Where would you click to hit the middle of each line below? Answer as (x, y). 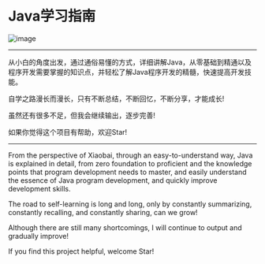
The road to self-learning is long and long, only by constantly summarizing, (130, 204)
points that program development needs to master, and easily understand (127, 172)
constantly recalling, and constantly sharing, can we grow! (103, 212)
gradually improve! (39, 236)
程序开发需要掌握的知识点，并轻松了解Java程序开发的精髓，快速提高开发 (127, 72)
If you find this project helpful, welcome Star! (81, 251)
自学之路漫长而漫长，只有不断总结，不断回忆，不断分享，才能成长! (116, 99)
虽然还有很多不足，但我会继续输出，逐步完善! (82, 115)
